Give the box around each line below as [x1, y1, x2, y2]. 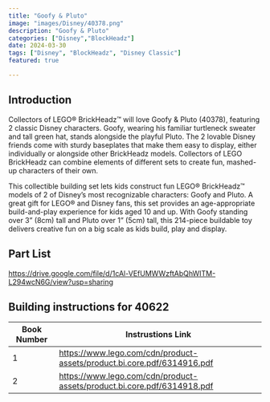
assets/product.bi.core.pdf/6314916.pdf [59, 358, 214, 369]
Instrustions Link [125, 329, 191, 340]
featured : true [8, 57, 59, 65]
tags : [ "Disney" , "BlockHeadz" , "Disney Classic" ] [8, 49, 182, 57]
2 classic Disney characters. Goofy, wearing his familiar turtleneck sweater [8, 123, 256, 132]
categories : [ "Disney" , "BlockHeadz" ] [8, 34, 135, 43]
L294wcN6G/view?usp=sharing [8, 277, 114, 286]
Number [15, 334, 48, 345]
